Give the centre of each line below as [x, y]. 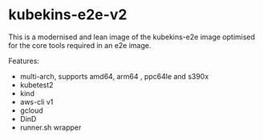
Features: [24, 61]
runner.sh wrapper [51, 127]
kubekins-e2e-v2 [68, 15]
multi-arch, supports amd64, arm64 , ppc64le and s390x [114, 76]
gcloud [32, 110]
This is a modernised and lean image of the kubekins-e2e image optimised [131, 37]
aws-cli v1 [36, 102]
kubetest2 [36, 85]
